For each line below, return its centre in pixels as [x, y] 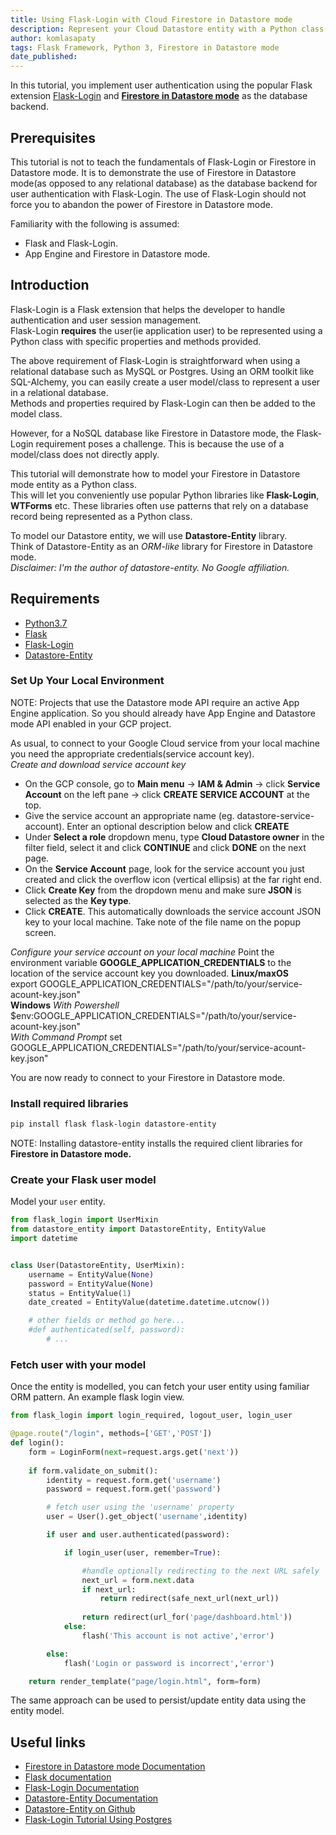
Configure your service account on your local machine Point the [142, 952]
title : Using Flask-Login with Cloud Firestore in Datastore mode [151, 19]
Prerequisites [53, 137]
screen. [40, 932]
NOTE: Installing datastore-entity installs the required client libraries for [156, 1143]
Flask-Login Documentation [82, 1788]
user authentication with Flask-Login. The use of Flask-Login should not [158, 193]
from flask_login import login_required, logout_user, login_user [151, 1416]
